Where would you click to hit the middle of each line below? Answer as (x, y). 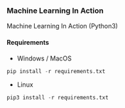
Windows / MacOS (44, 58)
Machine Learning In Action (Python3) (62, 26)
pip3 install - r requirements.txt (58, 98)
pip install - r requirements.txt (56, 71)
